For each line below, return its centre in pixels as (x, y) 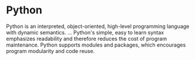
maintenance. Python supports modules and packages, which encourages (96, 45)
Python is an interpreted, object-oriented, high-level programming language (98, 26)
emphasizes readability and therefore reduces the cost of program (87, 38)
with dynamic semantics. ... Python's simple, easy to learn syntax (85, 32)
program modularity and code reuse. (51, 51)
